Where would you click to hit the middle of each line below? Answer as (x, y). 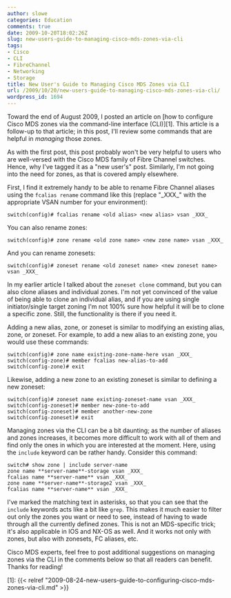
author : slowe (28, 13)
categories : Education (40, 20)
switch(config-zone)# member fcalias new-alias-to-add (88, 360)
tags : (15, 46)
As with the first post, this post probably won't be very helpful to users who (114, 152)
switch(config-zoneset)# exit (51, 418)
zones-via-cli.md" (33, 587)
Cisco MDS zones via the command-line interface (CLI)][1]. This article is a (113, 124)
